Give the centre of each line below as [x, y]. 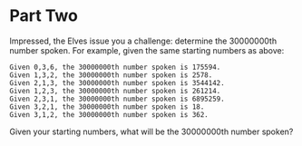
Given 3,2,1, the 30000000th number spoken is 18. [107, 107]
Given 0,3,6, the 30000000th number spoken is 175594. [115, 67]
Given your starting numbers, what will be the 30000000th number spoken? [151, 131]
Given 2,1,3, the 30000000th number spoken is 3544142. [117, 83]
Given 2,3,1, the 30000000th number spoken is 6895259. [117, 99]
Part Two [44, 16]
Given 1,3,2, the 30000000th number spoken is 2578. [111, 75]
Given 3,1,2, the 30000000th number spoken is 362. [109, 114]
